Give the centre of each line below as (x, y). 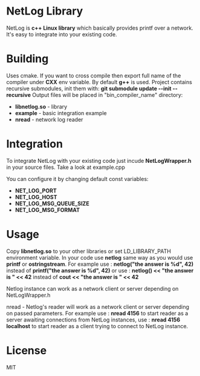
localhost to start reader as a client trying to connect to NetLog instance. (97, 326)
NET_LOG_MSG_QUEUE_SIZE (52, 203)
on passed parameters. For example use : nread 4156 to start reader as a (97, 313)
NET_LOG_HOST (36, 197)
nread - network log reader (49, 119)
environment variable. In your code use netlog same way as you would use (100, 257)
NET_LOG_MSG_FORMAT (47, 209)
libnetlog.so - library (41, 107)
